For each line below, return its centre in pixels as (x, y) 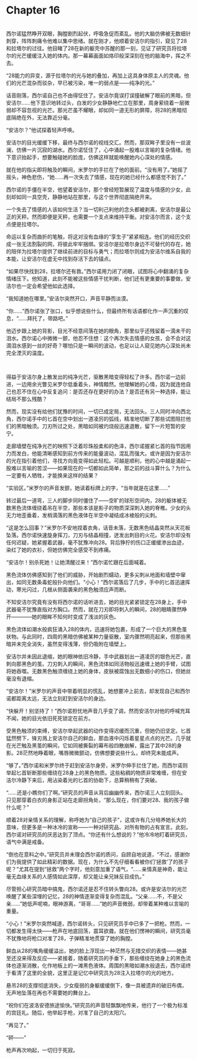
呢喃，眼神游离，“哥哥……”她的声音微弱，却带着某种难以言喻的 (113, 904)
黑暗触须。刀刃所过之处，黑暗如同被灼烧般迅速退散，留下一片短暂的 (98, 426)
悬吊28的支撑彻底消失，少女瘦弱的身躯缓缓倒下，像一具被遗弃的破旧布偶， (97, 985)
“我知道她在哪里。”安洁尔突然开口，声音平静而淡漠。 (69, 298)
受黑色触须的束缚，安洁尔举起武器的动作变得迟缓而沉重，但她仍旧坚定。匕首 (98, 731)
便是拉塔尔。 (26, 224)
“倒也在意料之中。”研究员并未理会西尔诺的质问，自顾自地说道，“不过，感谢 (96, 854)
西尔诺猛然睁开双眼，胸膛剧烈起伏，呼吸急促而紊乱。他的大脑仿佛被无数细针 (98, 34)
